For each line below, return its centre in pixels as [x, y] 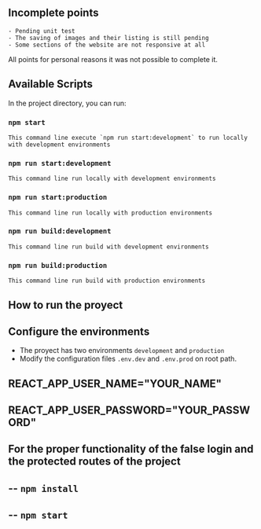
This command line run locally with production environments [110, 213]
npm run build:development [60, 231]
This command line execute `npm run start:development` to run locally [128, 138]
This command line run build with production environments [107, 281]
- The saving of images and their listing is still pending [109, 38]
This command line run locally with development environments [112, 179]
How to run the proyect [66, 305]
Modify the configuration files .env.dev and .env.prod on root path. [128, 359]
